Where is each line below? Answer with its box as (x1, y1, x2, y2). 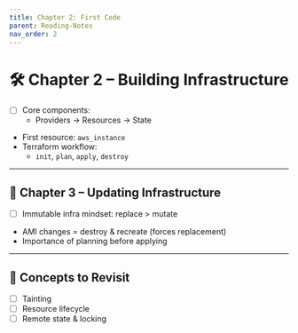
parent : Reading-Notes (9, 21, 93, 30)
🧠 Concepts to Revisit (9, 270, 130, 285)
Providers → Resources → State (35, 115, 153, 125)
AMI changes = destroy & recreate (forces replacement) (21, 226, 227, 237)
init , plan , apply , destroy (35, 151, 129, 162)
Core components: (21, 105, 90, 115)
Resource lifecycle (21, 304, 90, 314)
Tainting (21, 294, 52, 305)
